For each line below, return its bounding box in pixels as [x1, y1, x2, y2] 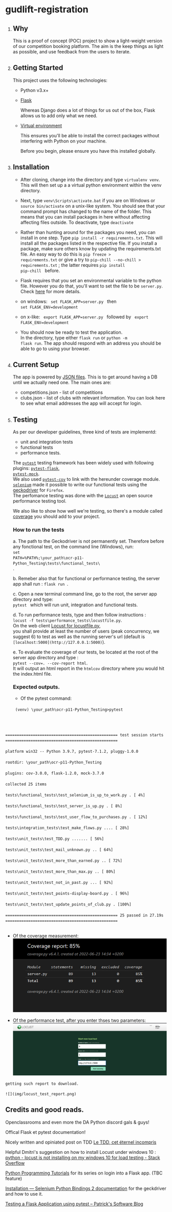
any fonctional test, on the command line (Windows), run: [12, 544, 134, 550]
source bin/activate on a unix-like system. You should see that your [20, 203, 165, 209]
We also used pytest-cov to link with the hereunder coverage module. [12, 476, 160, 482]
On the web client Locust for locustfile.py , [12, 622, 101, 628]
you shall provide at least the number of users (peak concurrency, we [12, 628, 160, 634]
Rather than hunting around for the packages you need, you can [20, 229, 156, 235]
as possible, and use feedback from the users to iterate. [12, 49, 131, 55]
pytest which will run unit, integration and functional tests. [12, 602, 138, 608]
